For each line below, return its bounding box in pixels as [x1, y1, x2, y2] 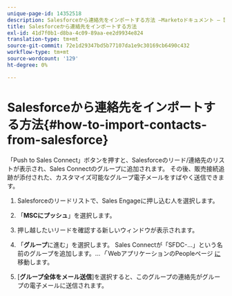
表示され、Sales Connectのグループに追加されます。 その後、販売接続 [19, 164, 219, 173]
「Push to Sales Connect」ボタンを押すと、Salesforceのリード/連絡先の [7, 156, 213, 164]
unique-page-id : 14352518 [7, 10, 81, 17]
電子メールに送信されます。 [29, 281, 108, 289]
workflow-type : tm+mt [7, 49, 70, 56]
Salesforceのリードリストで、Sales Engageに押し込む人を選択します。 [17, 196, 219, 205]
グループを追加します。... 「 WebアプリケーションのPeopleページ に [29, 249, 221, 257]
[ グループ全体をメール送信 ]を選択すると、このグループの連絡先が [17, 272, 202, 281]
